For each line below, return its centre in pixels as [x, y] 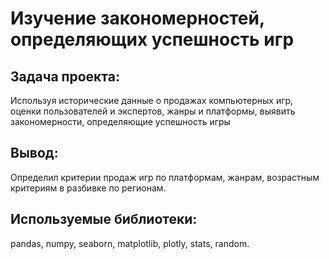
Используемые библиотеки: [104, 219]
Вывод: [34, 153]
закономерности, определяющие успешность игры [120, 121]
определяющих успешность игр [152, 39]
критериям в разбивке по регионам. [88, 188]
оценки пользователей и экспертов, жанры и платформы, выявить [153, 111]
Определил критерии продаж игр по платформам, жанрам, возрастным [165, 177]
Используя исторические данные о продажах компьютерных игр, [152, 100]
